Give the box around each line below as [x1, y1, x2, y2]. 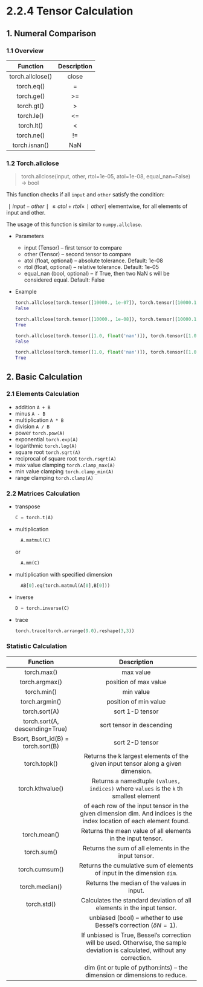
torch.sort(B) [22, 742, 59, 750]
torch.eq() [16, 82, 45, 90]
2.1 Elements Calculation [6, 390, 80, 398]
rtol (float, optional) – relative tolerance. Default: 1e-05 [24, 264, 159, 271]
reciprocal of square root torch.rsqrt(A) [14, 455, 117, 462]
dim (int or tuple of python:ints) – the [84, 963, 188, 971]
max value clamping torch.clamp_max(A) [14, 461, 116, 468]
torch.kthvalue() [18, 784, 64, 792]
